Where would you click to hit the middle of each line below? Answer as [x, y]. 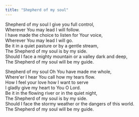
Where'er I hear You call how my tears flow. [50, 77]
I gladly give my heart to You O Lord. [43, 87]
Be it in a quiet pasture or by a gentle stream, [52, 45]
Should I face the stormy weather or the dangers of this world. [70, 103]
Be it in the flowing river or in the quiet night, [51, 93]
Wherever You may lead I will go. [39, 40]
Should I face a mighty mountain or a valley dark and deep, [66, 56]
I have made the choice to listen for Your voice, [54, 35]
